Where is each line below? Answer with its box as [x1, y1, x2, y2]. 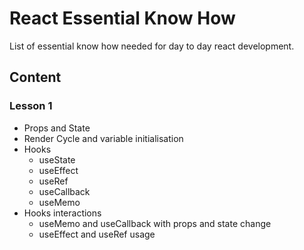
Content [9, 69, 62, 86]
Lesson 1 [9, 99, 53, 113]
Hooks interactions [23, 207, 102, 219]
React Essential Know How [9, 7, 236, 30]
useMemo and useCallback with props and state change [38, 217, 272, 229]
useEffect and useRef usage [38, 228, 156, 240]
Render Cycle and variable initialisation [23, 132, 184, 144]
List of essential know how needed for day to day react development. [9, 40, 295, 52]
